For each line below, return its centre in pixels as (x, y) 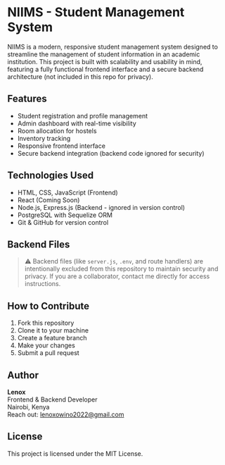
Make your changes (46, 345)
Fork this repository (46, 323)
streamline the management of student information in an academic (104, 54)
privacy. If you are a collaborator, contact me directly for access (117, 276)
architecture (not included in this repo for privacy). (80, 76)
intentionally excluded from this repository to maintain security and (121, 269)
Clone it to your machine (53, 330)
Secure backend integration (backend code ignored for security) (111, 153)
